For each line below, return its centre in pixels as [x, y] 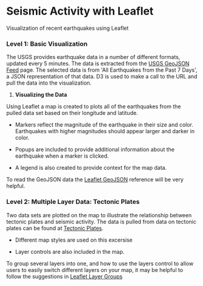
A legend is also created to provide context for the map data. [91, 168]
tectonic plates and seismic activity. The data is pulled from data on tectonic [101, 221]
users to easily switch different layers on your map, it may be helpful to [95, 270]
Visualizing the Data [41, 95]
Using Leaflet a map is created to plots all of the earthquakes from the [94, 106]
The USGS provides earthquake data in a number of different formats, [93, 57]
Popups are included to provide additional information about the [95, 150]
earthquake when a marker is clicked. [62, 156]
